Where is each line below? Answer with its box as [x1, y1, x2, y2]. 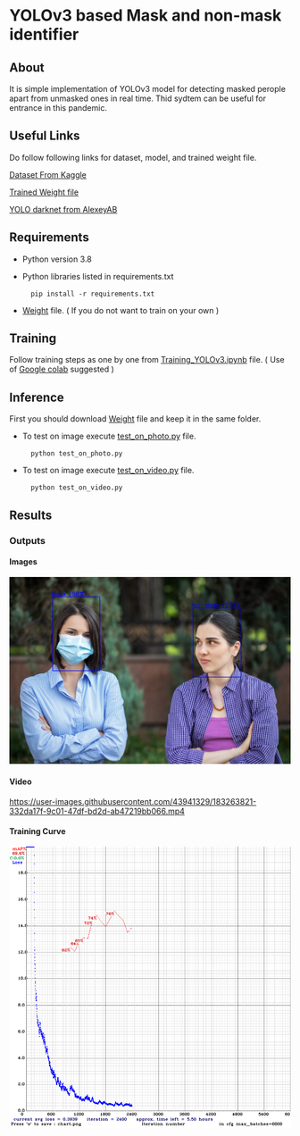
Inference [9, 389, 64, 405]
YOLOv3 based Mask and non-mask [9, 5, 282, 26]
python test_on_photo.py [30, 449, 123, 458]
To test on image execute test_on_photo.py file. [21, 430, 196, 442]
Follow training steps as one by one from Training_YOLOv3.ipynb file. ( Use [9, 355, 285, 365]
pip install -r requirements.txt [30, 289, 155, 298]
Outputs [9, 534, 46, 547]
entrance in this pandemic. [9, 103, 107, 113]
